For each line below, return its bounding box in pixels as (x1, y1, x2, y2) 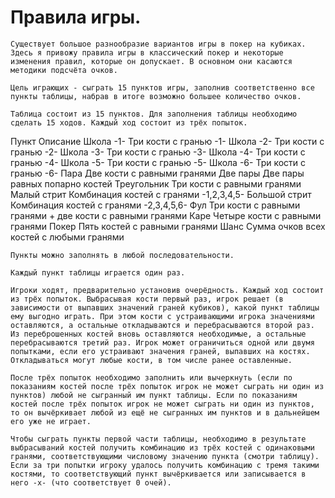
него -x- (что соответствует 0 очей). (10, 477, 172, 488)
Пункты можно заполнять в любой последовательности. (10, 250, 235, 260)
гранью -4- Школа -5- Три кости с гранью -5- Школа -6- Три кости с (10, 156, 307, 168)
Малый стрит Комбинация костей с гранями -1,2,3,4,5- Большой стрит (10, 188, 312, 200)
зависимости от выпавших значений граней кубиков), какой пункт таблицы (10, 302, 320, 313)
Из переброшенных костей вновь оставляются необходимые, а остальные (10, 329, 307, 339)
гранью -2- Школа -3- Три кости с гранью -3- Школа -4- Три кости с (10, 146, 306, 158)
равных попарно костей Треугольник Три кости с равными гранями (10, 177, 302, 190)
